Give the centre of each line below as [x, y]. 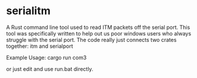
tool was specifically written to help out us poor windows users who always [99, 33]
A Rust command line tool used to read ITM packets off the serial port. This [98, 27]
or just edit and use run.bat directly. [50, 69]
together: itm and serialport [40, 46]
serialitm [28, 11]
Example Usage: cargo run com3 [46, 57]
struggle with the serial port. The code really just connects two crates [91, 40]
